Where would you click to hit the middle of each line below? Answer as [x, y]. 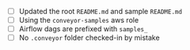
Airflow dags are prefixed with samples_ [83, 29]
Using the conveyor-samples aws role [79, 20]
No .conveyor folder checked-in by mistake [89, 37]
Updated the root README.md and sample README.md [101, 11]
